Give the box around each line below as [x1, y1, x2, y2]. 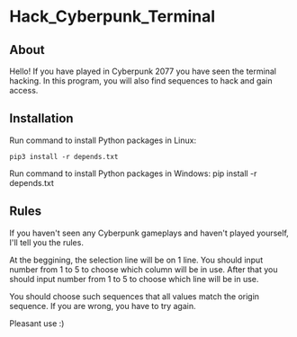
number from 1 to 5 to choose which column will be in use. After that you [9, 263, 278, 275]
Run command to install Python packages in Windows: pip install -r [9, 168, 257, 179]
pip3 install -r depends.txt [9, 152, 119, 161]
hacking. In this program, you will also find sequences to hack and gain [9, 75, 273, 86]
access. [9, 85, 39, 95]
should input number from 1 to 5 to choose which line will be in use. [9, 273, 259, 284]
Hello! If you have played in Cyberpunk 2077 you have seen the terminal [9, 66, 277, 76]
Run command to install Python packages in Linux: [9, 135, 196, 146]
